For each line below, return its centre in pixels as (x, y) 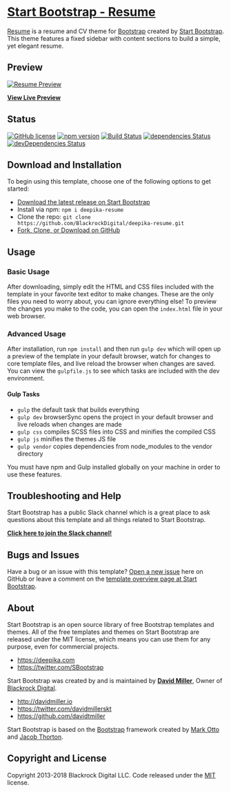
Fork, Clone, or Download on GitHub (69, 230)
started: (18, 189)
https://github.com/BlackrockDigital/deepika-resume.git (101, 224)
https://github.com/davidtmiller (61, 716)
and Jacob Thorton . (35, 737)
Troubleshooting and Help (64, 495)
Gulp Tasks (23, 394)
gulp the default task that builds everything (78, 409)
